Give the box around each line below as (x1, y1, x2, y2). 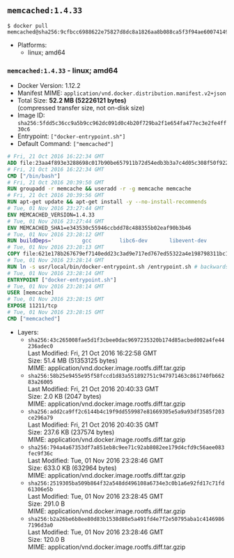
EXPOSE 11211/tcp (7, 302, 58, 309)
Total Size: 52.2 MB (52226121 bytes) (17, 96, 127, 105)
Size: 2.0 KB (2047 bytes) (27, 392, 102, 400)
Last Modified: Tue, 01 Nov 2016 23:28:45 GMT (27, 492, 164, 500)
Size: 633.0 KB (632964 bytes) (27, 464, 117, 472)
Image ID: (17, 111, 45, 119)
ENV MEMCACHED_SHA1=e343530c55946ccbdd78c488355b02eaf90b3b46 (7, 224, 192, 231)
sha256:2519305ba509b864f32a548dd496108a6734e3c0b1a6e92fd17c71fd (27, 480, 225, 487)
